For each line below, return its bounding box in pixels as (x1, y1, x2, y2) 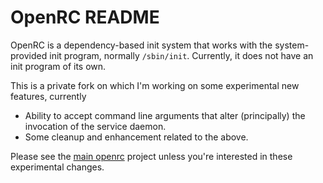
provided (10, 49, 48, 61)
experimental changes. (10, 161, 105, 173)
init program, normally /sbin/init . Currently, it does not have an (49, 49, 314, 61)
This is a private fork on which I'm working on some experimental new (10, 79, 300, 91)
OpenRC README (10, 6, 160, 29)
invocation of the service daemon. (24, 120, 167, 132)
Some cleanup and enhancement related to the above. (24, 131, 249, 143)
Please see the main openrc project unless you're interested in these (10, 150, 293, 162)
